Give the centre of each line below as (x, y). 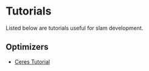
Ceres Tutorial (32, 61)
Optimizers (27, 47)
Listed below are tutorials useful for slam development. (74, 28)
